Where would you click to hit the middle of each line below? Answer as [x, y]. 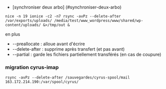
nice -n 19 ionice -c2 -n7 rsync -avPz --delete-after [63, 16]
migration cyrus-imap [32, 67]
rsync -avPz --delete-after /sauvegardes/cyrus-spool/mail [68, 78]
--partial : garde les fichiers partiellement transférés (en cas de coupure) [87, 54]
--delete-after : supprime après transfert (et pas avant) [69, 49]
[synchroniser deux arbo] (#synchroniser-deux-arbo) [67, 7]
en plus [13, 34]
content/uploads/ [23, 25]
